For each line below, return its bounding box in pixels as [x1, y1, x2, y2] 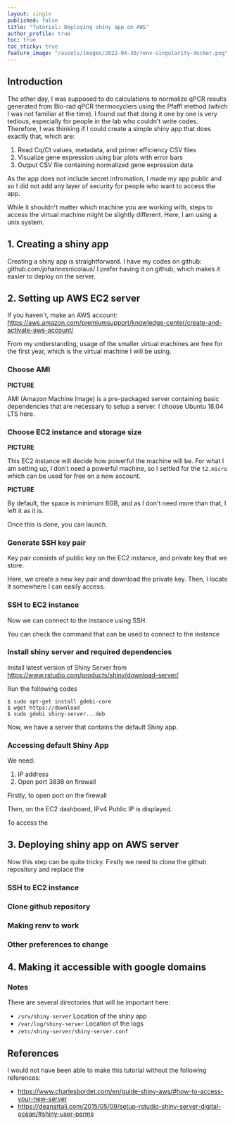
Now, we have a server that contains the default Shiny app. [7, 723, 178, 731]
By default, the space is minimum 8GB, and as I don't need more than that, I [7, 498, 227, 508]
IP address [17, 770, 49, 779]
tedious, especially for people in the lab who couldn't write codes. [7, 117, 198, 125]
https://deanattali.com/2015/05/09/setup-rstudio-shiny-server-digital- [17, 1102, 222, 1111]
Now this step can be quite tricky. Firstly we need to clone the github [7, 857, 207, 866]
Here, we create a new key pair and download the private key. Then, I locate [7, 575, 228, 584]
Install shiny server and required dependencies [7, 647, 172, 657]
